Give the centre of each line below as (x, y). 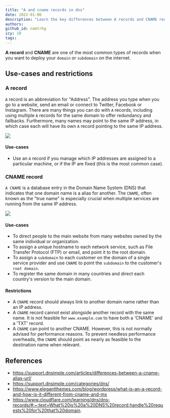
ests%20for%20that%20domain (47, 410)
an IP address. (28, 307)
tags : (11, 38)
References (24, 361)
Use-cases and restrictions (49, 74)
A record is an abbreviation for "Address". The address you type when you (82, 99)
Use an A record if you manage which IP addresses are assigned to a (84, 158)
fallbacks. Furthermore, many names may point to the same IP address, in (82, 121)
